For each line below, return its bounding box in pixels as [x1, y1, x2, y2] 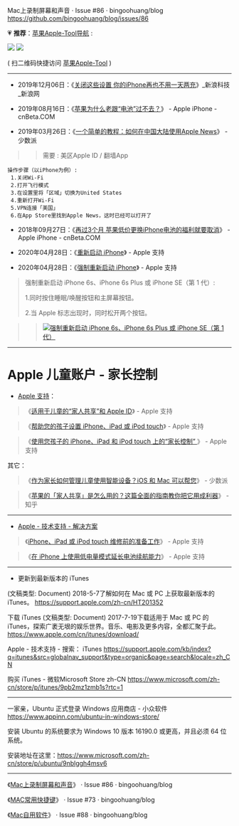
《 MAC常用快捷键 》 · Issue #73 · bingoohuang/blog [7, 795, 155, 804]
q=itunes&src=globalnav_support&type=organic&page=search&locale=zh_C [7, 652, 230, 661]
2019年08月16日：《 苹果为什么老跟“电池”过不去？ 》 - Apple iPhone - [17, 105, 218, 112]
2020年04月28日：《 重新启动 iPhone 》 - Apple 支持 [17, 248, 165, 256]
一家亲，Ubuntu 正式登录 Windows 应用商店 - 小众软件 [7, 704, 168, 713]
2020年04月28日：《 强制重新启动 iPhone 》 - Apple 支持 [17, 263, 178, 272]
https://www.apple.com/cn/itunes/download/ [7, 630, 139, 638]
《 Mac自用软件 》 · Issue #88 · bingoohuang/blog [7, 810, 148, 819]
